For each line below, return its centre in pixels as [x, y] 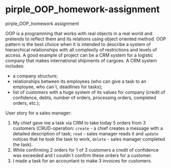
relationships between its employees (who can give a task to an [79, 81]
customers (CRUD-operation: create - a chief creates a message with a [88, 128]
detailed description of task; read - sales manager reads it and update [86, 133]
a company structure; [35, 76]
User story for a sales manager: [39, 113]
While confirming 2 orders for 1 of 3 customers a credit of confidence [86, 150]
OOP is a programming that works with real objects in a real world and [79, 33]
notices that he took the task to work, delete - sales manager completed [89, 139]
